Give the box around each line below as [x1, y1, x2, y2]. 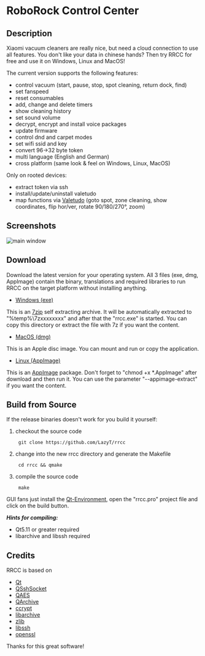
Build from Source [6, 400, 77, 410]
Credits [6, 550, 36, 561]
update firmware [15, 127, 58, 134]
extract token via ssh [15, 184, 69, 190]
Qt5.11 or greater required [15, 526, 80, 533]
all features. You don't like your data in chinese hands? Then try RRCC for [6, 51, 192, 58]
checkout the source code [15, 428, 82, 435]
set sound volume [15, 114, 61, 121]
